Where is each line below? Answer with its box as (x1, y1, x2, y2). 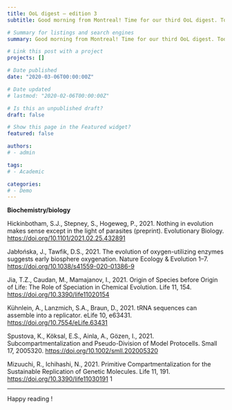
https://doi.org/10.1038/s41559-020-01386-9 (7, 262, 135, 271)
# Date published (7, 67, 57, 74)
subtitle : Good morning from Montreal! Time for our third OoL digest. (7, 17, 217, 24)
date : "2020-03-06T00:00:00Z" (7, 73, 95, 80)
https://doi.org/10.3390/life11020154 (7, 290, 110, 298)
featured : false (7, 130, 54, 137)
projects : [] (7, 55, 45, 62)
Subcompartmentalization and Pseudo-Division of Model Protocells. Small (7, 339, 217, 348)
